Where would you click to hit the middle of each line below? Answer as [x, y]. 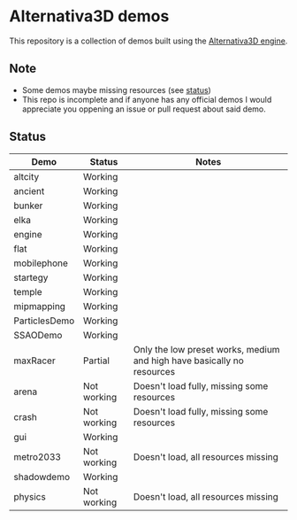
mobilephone [41, 263]
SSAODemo [38, 335]
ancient [29, 190]
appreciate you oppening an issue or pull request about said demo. [144, 109]
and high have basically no [189, 361]
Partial [96, 361]
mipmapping [40, 306]
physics [30, 496]
